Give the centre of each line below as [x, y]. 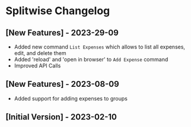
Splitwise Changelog [58, 11]
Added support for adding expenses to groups [71, 98]
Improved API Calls [37, 66]
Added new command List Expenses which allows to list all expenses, [99, 47]
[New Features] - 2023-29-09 [62, 33]
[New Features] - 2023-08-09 [62, 84]
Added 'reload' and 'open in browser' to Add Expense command [91, 59]
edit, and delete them [40, 53]
